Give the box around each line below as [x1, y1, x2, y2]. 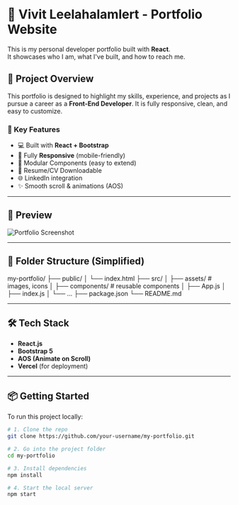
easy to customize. [7, 106, 63, 115]
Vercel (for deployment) [17, 362, 89, 370]
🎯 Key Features [7, 124, 60, 134]
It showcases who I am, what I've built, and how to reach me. [7, 52, 186, 61]
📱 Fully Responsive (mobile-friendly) [17, 152, 126, 160]
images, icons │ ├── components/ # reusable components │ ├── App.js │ [7, 281, 226, 290]
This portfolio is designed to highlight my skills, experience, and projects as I [7, 91, 231, 100]
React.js [17, 339, 43, 348]
